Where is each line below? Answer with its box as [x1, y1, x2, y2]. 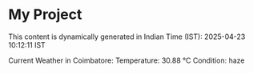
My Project [8, 6, 82, 24]
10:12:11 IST [8, 40, 46, 49]
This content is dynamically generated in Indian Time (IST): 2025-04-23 [8, 32, 246, 41]
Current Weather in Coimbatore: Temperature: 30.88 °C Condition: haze [8, 56, 245, 65]
